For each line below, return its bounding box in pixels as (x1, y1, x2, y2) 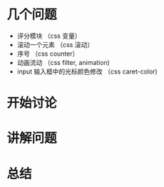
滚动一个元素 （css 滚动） (16, 40, 94, 49)
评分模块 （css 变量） (16, 31, 81, 40)
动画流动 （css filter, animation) (16, 58, 110, 66)
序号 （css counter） (16, 49, 79, 58)
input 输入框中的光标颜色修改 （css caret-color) (16, 67, 158, 76)
